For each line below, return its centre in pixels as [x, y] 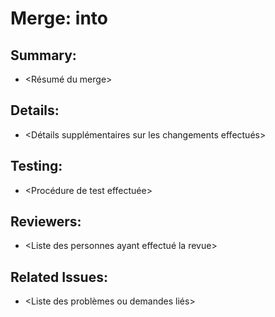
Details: [35, 110]
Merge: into [59, 18]
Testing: [36, 166]
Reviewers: [46, 222]
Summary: [43, 55]
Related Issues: [59, 277]
